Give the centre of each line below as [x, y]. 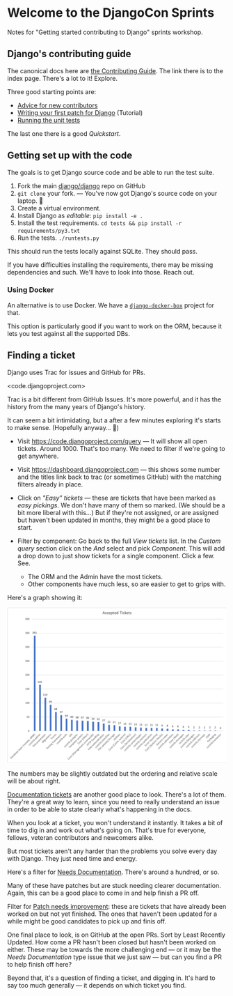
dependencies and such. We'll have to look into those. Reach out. [101, 272]
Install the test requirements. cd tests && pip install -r [99, 223]
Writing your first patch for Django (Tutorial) [80, 112]
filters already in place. [50, 484]
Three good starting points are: [52, 91]
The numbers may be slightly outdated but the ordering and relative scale [112, 774]
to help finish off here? [39, 965]
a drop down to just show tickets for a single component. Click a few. [116, 556]
